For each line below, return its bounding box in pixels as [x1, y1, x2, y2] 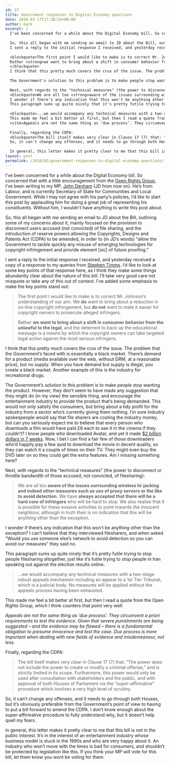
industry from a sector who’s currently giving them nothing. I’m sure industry [5, 409, 165, 415]
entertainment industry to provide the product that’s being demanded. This [5, 398, 161, 404]
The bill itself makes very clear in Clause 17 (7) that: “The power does [17, 659, 162, 665]
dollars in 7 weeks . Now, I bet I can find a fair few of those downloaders [5, 435, 154, 442]
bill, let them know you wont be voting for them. [5, 754, 105, 760]
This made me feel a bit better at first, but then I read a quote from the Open [5, 597, 164, 603]
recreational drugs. [5, 372, 45, 378]
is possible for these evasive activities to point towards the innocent [17, 504, 159, 510]
